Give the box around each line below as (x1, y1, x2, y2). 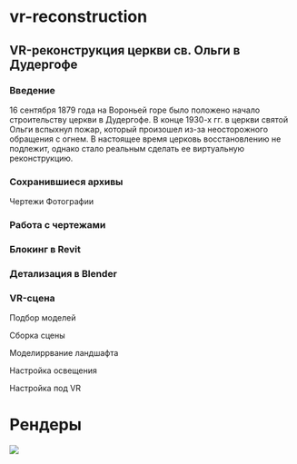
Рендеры (9, 415, 82, 435)
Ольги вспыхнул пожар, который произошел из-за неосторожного (9, 123, 269, 134)
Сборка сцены (9, 330, 65, 341)
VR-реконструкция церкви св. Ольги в (9, 43, 241, 58)
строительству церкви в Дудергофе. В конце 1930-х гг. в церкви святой (9, 114, 289, 124)
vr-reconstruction (9, 6, 148, 27)
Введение (9, 84, 56, 96)
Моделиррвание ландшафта (9, 348, 119, 359)
